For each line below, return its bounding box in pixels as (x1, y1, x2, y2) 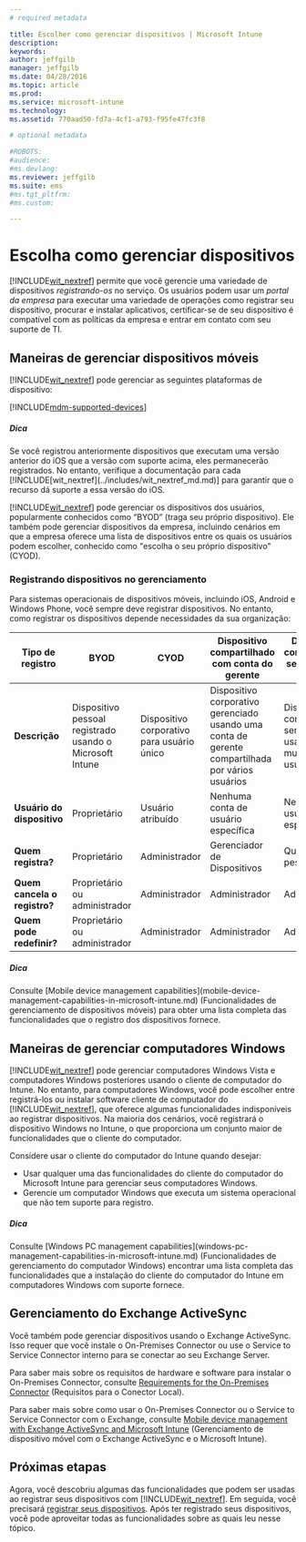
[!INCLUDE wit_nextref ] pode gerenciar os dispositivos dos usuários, (9, 502, 265, 513)
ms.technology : (9, 106, 67, 115)
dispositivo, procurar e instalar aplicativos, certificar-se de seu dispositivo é (9, 304, 294, 315)
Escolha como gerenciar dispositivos (9, 245, 295, 266)
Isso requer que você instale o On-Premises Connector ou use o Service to (9, 1340, 291, 1351)
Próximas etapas (9, 1459, 107, 1476)
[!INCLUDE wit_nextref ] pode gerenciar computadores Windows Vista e (9, 1065, 276, 1076)
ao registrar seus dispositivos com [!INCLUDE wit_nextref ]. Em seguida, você (9, 1493, 297, 1504)
